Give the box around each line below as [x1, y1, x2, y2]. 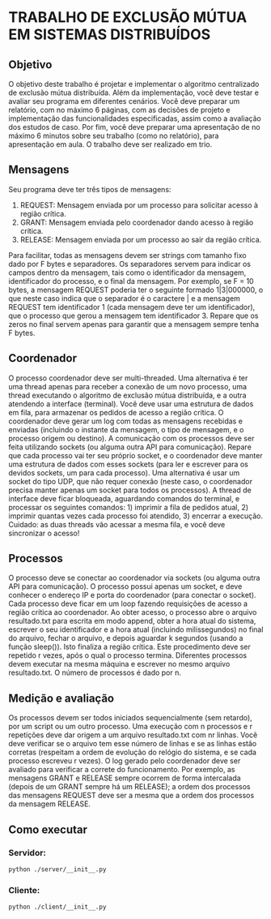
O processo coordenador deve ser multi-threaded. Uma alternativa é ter [8, 373, 248, 383]
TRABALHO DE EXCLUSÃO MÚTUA [8, 8, 248, 27]
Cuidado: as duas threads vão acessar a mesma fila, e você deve [8, 519, 226, 529]
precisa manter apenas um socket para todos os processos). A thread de [8, 485, 252, 495]
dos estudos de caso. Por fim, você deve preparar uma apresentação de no [8, 122, 260, 131]
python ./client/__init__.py [8, 903, 107, 912]
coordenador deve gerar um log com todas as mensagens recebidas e [8, 416, 243, 426]
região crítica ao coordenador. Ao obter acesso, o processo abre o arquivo [8, 608, 257, 617]
